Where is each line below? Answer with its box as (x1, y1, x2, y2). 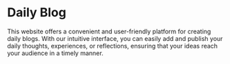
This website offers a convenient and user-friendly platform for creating (7, 27, 211, 35)
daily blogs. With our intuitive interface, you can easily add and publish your (7, 34, 223, 42)
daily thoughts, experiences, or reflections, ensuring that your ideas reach (7, 42, 218, 50)
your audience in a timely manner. (7, 49, 104, 57)
